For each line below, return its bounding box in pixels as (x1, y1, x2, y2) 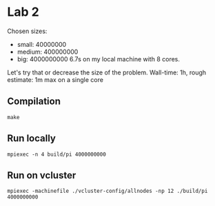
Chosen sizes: (7, 27, 48, 35)
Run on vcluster (7, 169, 76, 181)
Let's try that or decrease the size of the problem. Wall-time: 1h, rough (7, 68, 207, 76)
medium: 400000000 (17, 48, 79, 56)
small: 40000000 (17, 40, 67, 48)
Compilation (7, 96, 61, 107)
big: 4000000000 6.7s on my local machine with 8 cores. (17, 54, 181, 63)
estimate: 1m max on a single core (7, 75, 103, 83)
